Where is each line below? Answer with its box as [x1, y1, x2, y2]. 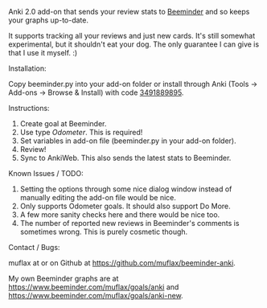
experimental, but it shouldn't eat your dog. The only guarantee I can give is [8, 39, 260, 49]
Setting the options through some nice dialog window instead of [19, 184, 232, 194]
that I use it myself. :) [8, 48, 78, 57]
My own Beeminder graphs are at [8, 273, 119, 283]
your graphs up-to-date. [8, 15, 89, 25]
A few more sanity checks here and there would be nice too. [19, 210, 220, 220]
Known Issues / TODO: [8, 169, 84, 178]
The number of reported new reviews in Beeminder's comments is [19, 219, 240, 228]
